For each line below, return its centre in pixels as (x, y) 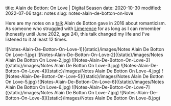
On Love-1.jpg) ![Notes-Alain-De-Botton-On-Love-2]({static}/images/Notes (84, 55)
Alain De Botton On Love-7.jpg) (87, 92)
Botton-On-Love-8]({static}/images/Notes (50, 98)
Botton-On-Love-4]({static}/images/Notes (50, 71)
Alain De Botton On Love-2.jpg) (38, 60)
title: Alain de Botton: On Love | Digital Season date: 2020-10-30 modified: (83, 8)
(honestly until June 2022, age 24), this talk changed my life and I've (77, 34)
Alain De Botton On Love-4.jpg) (128, 71)
